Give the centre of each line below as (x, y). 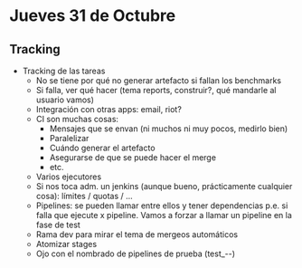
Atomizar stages (66, 244)
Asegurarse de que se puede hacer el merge (133, 158)
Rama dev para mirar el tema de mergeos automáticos (137, 234)
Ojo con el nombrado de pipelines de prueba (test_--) (136, 254)
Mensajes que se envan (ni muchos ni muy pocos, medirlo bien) (169, 129)
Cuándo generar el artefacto (102, 148)
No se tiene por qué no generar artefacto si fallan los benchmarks (159, 81)
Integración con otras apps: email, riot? (109, 109)
